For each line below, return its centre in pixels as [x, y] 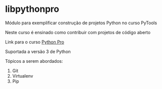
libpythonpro [32, 9]
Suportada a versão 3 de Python [38, 51]
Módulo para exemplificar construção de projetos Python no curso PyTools [81, 23]
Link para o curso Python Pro [35, 42]
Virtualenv [23, 76]
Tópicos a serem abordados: [34, 61]
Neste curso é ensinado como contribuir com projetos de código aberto [78, 32]
